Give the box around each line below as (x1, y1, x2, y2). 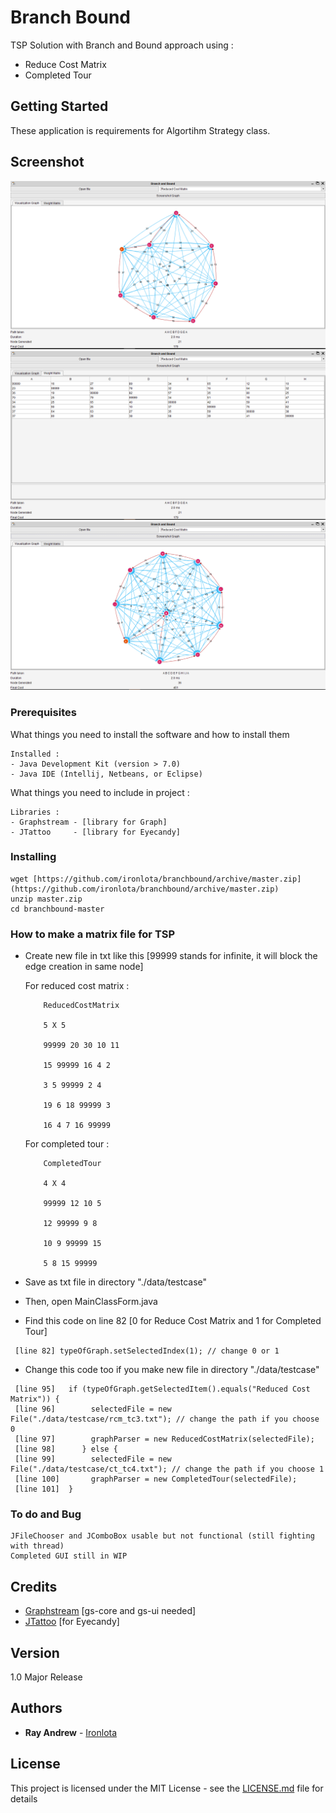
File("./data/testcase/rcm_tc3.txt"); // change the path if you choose (10, 1414, 320, 1425)
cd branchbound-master (10, 904, 105, 914)
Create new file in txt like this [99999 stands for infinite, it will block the (24, 950, 318, 962)
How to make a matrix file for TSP (10, 927, 176, 941)
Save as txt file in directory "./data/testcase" (24, 1276, 208, 1288)
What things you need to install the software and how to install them (10, 728, 290, 740)
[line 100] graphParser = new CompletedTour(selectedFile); (14, 1474, 298, 1485)
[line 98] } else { (14, 1444, 118, 1455)
